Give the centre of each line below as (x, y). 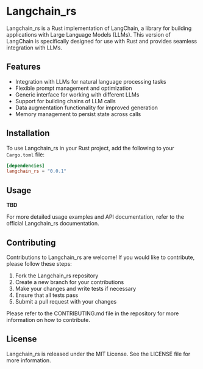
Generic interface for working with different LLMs (77, 94)
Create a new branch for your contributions (69, 282)
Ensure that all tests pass (47, 295)
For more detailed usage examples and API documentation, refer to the (95, 217)
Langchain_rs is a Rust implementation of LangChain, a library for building (99, 28)
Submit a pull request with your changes (66, 301)
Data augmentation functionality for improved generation (87, 108)
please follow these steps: (39, 263)
